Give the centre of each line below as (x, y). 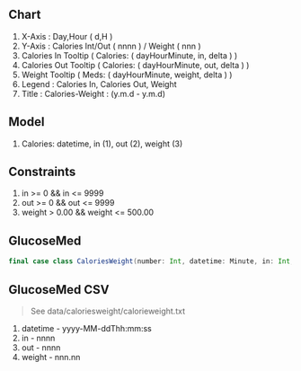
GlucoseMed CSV (59, 290)
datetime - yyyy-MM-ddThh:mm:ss (86, 328)
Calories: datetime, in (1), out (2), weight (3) (102, 144)
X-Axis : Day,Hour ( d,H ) (67, 36)
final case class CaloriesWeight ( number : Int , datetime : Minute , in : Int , (151, 261)
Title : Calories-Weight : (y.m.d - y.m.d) (93, 93)
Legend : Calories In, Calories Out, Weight (99, 84)
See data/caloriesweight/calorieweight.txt (108, 311)
